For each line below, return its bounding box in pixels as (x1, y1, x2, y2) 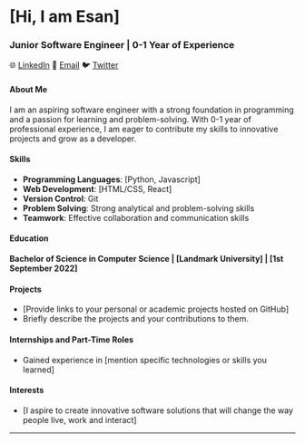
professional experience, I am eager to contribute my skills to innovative (9, 123, 279, 134)
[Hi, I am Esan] (9, 6, 121, 27)
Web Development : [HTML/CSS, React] (22, 183, 172, 194)
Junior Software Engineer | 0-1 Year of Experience (9, 39, 235, 52)
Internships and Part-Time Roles (9, 333, 134, 345)
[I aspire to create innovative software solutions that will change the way (22, 405, 293, 416)
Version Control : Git (22, 193, 99, 204)
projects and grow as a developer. (9, 133, 137, 144)
